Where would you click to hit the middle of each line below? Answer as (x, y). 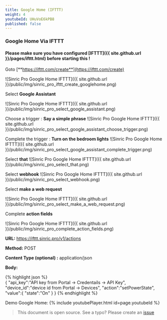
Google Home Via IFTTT (35, 41)
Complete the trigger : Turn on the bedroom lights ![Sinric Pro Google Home (84, 139)
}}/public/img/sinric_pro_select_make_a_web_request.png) (65, 204)
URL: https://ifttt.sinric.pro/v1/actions (43, 239)
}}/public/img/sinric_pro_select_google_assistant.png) (60, 109)
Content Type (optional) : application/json (49, 258)
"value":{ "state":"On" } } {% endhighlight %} (52, 293)
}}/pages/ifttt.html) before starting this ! (48, 58)
